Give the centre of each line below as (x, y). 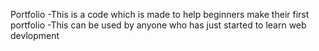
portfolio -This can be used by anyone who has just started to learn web (158, 25)
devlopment (35, 35)
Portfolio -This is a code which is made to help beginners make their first (160, 14)
